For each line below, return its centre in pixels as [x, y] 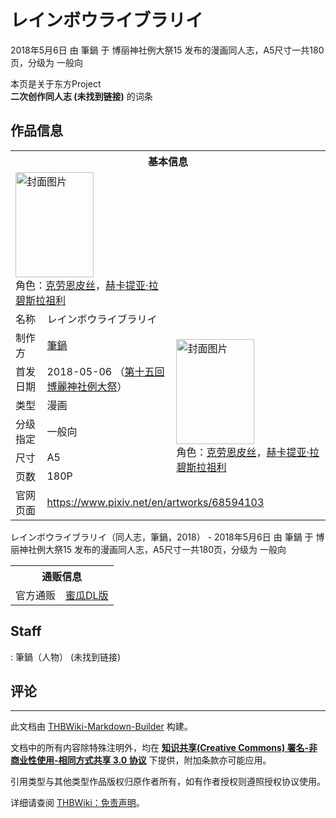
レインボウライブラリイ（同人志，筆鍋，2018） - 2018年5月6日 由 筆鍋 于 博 [167, 537]
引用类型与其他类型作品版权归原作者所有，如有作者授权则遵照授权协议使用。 [168, 782]
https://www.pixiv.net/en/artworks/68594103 [155, 502]
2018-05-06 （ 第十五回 [105, 371]
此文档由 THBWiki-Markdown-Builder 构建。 [101, 727]
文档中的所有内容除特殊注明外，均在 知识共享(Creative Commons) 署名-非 [164, 748]
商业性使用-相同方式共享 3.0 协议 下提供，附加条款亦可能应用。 [141, 760]
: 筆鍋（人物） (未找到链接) [66, 657]
